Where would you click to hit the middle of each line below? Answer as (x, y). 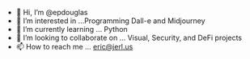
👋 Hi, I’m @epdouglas (52, 12)
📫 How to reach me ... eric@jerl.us (74, 47)
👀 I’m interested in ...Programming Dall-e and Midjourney (110, 21)
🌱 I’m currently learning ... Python (72, 29)
